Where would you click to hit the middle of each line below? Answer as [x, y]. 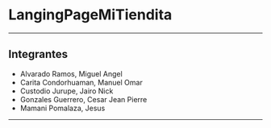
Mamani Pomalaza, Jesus [63, 108]
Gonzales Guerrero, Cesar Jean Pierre [83, 99]
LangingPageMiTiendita [90, 15]
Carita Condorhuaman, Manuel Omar [81, 82]
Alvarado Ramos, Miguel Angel [71, 73]
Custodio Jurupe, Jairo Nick [67, 91]
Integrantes [38, 54]
